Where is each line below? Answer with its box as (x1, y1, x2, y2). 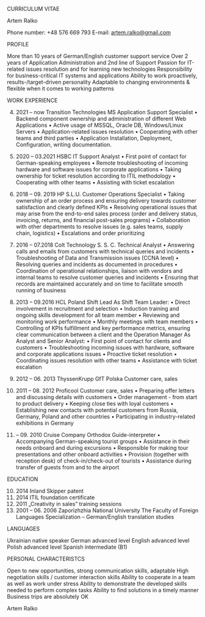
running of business (15, 287, 67, 294)
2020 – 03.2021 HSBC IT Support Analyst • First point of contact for (15, 153, 187, 160)
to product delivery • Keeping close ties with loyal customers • (15, 400, 174, 407)
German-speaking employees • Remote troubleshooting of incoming (15, 159, 189, 167)
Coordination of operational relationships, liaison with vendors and (15, 267, 183, 274)
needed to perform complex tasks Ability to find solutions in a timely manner (7, 586, 199, 594)
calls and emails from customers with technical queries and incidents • (15, 248, 195, 255)
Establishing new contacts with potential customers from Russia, (15, 406, 179, 414)
